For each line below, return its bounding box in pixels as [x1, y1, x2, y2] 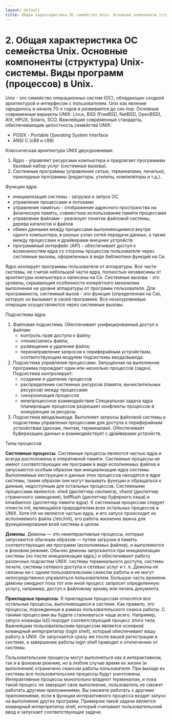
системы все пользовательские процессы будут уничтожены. [5, 671, 142, 677]
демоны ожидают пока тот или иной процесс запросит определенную [5, 580, 160, 586]
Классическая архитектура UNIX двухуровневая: [5, 147, 114, 154]
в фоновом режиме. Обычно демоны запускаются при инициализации [5, 547, 160, 554]
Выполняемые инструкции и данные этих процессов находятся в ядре [5, 472, 161, 478]
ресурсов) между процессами [20, 387, 88, 393]
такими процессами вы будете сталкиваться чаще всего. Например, [5, 612, 157, 618]
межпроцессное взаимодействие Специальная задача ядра [20, 398, 153, 404]
